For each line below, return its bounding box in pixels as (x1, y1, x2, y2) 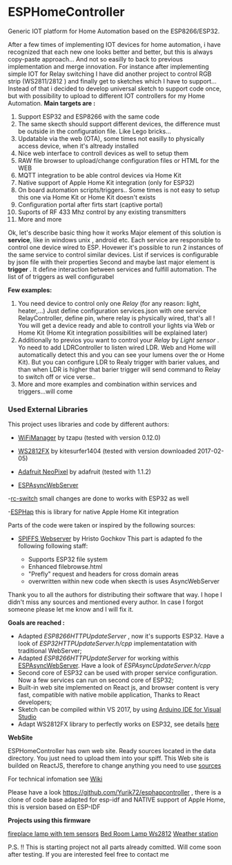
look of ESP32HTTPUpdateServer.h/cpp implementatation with (17, 639, 197, 648)
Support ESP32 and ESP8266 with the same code (17, 112, 159, 121)
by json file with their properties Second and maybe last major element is (8, 257, 215, 266)
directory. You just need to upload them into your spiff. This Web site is (8, 754, 209, 763)
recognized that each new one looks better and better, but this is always (8, 48, 213, 56)
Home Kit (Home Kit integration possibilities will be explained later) (17, 329, 208, 337)
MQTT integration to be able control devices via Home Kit (17, 171, 182, 179)
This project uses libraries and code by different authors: (8, 420, 170, 429)
